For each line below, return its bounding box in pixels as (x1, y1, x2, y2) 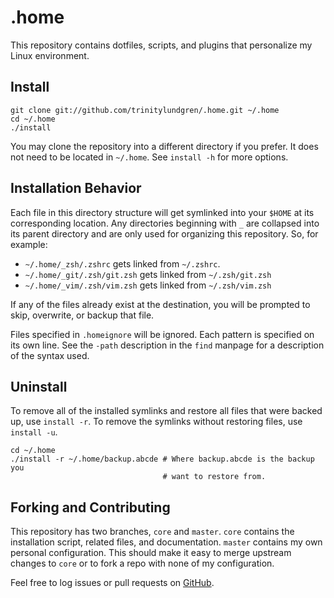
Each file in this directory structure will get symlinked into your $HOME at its (10, 206, 315, 218)
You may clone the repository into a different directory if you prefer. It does (10, 140, 319, 152)
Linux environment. (10, 49, 90, 61)
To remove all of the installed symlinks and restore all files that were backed (10, 405, 323, 417)
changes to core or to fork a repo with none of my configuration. (10, 557, 275, 570)
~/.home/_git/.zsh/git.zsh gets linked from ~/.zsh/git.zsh (24, 268, 272, 280)
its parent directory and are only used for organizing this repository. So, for (10, 227, 319, 240)
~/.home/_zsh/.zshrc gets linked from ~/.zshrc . (24, 257, 221, 270)
